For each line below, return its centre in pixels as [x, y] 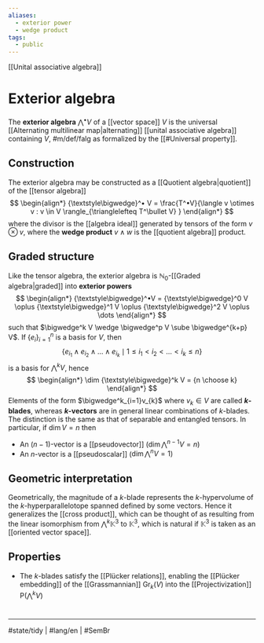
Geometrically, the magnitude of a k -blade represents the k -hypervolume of [131, 498]
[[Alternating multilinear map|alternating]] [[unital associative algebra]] [123, 130]
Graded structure [51, 256]
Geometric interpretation [70, 478]
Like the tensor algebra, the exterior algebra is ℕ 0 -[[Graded [104, 277]
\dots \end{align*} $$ [132, 315]
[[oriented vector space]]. [50, 532]
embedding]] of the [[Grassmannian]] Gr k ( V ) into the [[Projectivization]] [136, 585]
